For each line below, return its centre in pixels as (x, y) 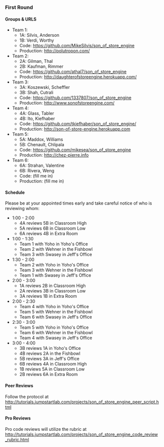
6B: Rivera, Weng (37, 171)
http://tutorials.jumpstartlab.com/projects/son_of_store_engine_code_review (82, 434)
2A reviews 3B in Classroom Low (52, 291)
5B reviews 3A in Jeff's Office (49, 359)
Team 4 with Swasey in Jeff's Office (56, 338)
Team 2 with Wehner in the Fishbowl (56, 249)
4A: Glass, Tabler (37, 113)
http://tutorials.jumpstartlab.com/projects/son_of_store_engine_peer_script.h (82, 402)
